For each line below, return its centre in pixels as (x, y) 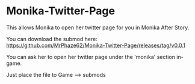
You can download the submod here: (52, 39)
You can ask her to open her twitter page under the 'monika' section (91, 57)
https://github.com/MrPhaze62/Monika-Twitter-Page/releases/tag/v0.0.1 (96, 45)
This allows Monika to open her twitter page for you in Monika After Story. (98, 27)
